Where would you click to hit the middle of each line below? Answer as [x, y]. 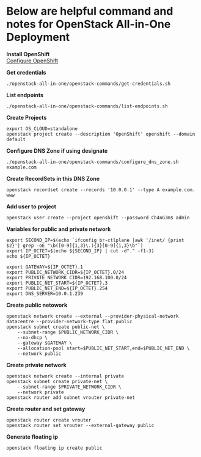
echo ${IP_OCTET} [28, 256]
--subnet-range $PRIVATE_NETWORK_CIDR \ [69, 387]
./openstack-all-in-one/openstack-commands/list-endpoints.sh [87, 106]
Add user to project [31, 207]
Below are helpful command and [90, 11]
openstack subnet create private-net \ [57, 381]
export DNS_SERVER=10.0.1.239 [45, 294]
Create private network [37, 365]
